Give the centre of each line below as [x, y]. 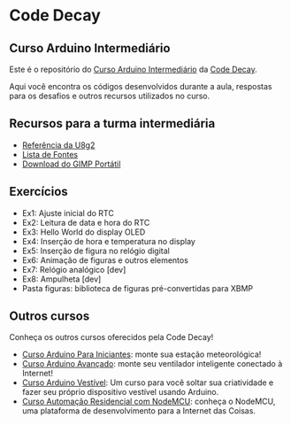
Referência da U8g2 [58, 145]
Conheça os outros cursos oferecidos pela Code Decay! [111, 337]
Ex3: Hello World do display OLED [84, 232]
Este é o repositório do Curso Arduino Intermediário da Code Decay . [134, 69]
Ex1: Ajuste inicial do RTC [68, 212]
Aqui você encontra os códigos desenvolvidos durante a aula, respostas [141, 86]
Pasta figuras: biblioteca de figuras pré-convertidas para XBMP [138, 288]
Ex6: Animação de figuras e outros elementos [105, 260]
